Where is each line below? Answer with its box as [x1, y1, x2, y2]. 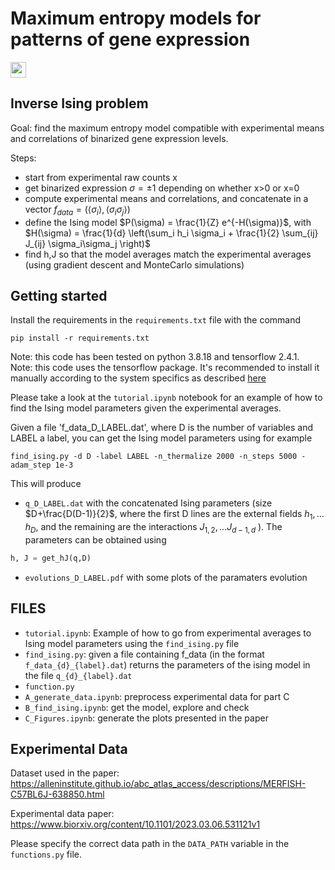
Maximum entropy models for [10, 7, 262, 30]
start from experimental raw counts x [24, 171, 178, 183]
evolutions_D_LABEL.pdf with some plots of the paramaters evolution [24, 571, 308, 583]
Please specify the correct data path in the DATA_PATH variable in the [10, 838, 290, 850]
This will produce [10, 478, 82, 490]
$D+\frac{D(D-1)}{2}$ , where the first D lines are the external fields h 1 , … [24, 508, 325, 522]
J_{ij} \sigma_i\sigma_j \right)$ [24, 237, 151, 249]
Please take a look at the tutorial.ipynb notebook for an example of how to [10, 392, 323, 404]
